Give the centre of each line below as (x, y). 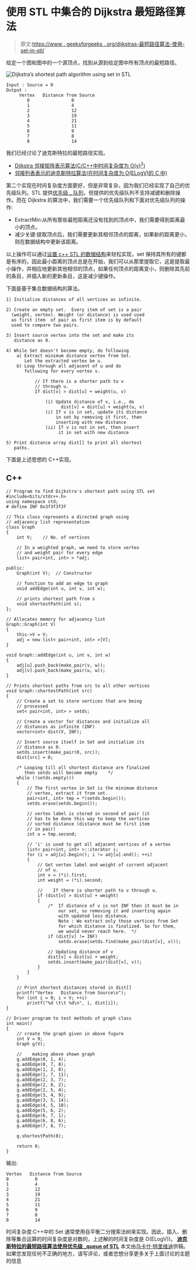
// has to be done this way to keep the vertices (88, 819)
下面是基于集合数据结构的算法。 (44, 288)
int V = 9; (30, 1039)
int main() (19, 1024)
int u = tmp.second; (52, 834)
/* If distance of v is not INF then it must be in (113, 906)
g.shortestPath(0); (40, 1136)
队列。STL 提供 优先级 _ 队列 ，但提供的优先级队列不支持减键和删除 (96, 192)
